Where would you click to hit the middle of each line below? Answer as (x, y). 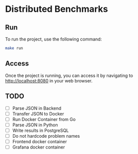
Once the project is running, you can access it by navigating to (69, 76)
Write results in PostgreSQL (40, 130)
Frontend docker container (39, 141)
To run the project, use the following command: (54, 39)
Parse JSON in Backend (37, 108)
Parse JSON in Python (35, 125)
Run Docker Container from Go (44, 119)
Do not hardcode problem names (46, 136)
